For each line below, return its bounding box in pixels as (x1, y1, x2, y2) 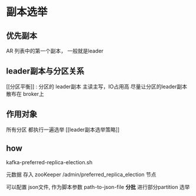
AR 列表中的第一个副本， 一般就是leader (6, 48, 104, 54)
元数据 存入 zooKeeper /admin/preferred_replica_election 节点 (6, 171, 157, 178)
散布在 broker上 (6, 90, 44, 97)
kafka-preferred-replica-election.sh (6, 159, 93, 166)
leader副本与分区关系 (6, 66, 84, 77)
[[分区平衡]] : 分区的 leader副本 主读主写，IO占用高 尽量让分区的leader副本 (6, 83, 187, 90)
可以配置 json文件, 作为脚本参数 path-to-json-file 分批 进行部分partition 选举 (6, 184, 190, 191)
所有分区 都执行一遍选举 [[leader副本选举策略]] (6, 126, 119, 133)
